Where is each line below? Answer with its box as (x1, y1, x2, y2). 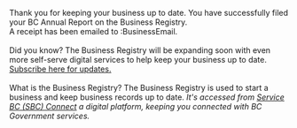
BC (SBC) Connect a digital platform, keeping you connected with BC (9, 102, 262, 111)
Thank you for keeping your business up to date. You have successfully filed (9, 8, 289, 18)
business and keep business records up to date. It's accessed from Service (9, 92, 285, 102)
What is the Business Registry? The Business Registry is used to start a (9, 83, 269, 93)
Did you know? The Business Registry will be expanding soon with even (9, 45, 271, 56)
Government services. (9, 110, 90, 121)
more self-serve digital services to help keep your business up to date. (9, 55, 268, 64)
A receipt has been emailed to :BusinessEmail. (9, 26, 178, 36)
